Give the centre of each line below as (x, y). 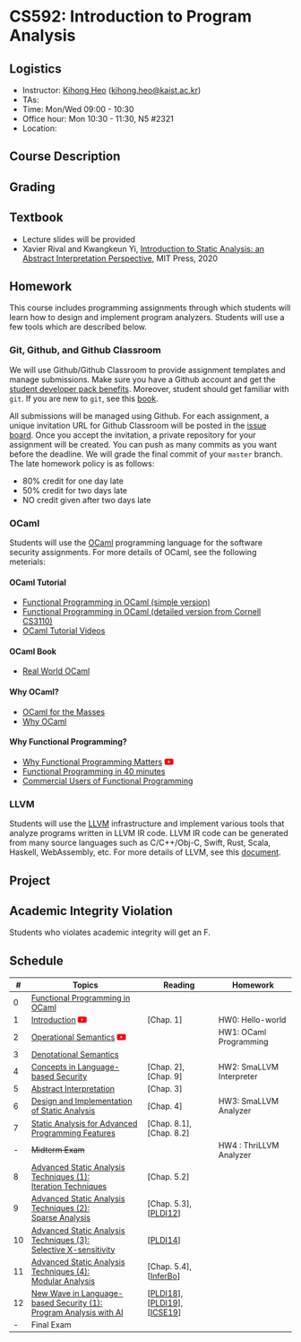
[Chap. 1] (165, 1020)
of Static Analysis (63, 1111)
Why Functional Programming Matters (92, 762)
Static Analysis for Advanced (84, 1123)
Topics (85, 985)
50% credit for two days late (75, 490)
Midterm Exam (58, 1150)
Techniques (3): (60, 1240)
